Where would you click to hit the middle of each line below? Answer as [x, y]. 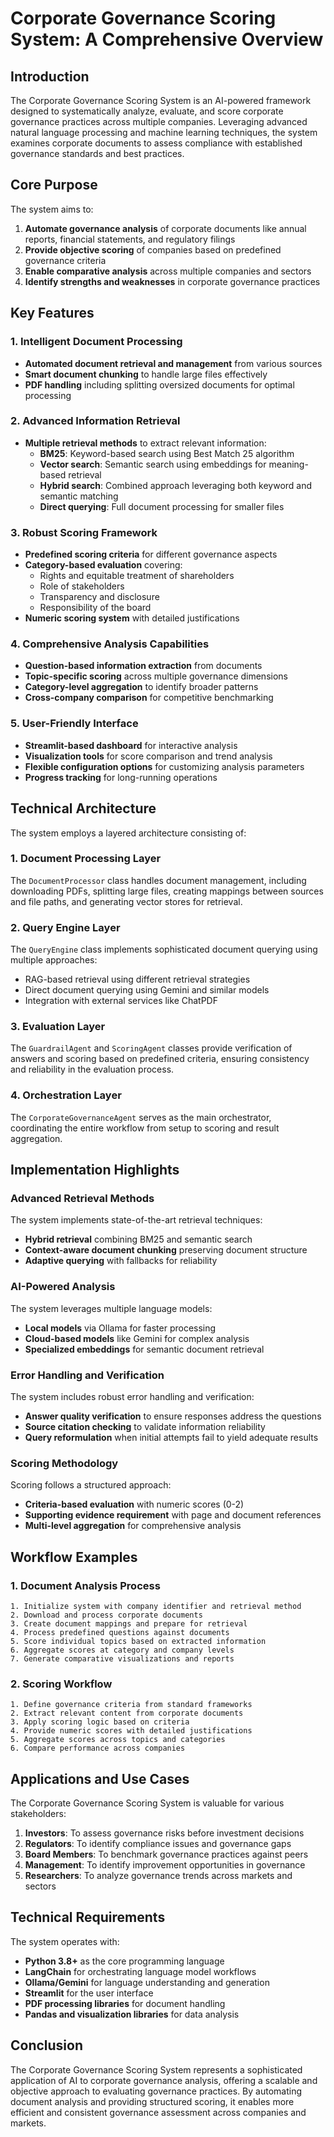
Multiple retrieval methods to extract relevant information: [145, 443]
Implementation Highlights [95, 1170]
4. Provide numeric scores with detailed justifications [131, 1731]
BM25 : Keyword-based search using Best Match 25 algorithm [167, 453]
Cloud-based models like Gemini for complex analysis [137, 1338]
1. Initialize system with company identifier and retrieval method [156, 1606]
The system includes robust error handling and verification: [132, 1396]
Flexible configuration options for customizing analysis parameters [164, 766]
